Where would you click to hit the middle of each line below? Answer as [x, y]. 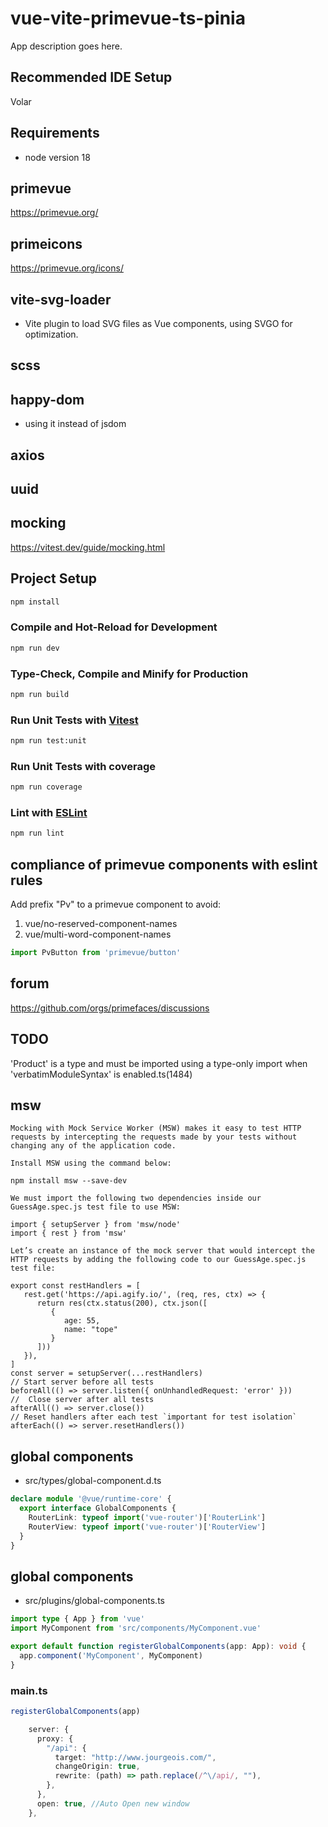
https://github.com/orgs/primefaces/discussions [110, 1008]
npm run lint [37, 833]
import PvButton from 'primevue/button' [96, 953]
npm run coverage [46, 787]
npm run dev [35, 648]
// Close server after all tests [82, 1400]
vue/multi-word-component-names [98, 934]
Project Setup [54, 578]
